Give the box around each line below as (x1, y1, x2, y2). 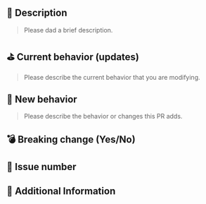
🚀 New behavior (6, 93, 78, 106)
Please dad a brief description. (23, 25, 113, 34)
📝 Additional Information (6, 185, 116, 197)
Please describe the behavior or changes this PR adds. (23, 112, 183, 121)
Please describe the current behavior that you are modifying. (23, 73, 201, 81)
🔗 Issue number (6, 161, 77, 173)
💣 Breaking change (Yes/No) (6, 133, 136, 145)
